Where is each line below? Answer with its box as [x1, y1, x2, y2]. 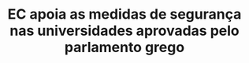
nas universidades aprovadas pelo [9, 22, 240, 40]
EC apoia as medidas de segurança [7, 5, 242, 23]
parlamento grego [64, 39, 185, 56]
